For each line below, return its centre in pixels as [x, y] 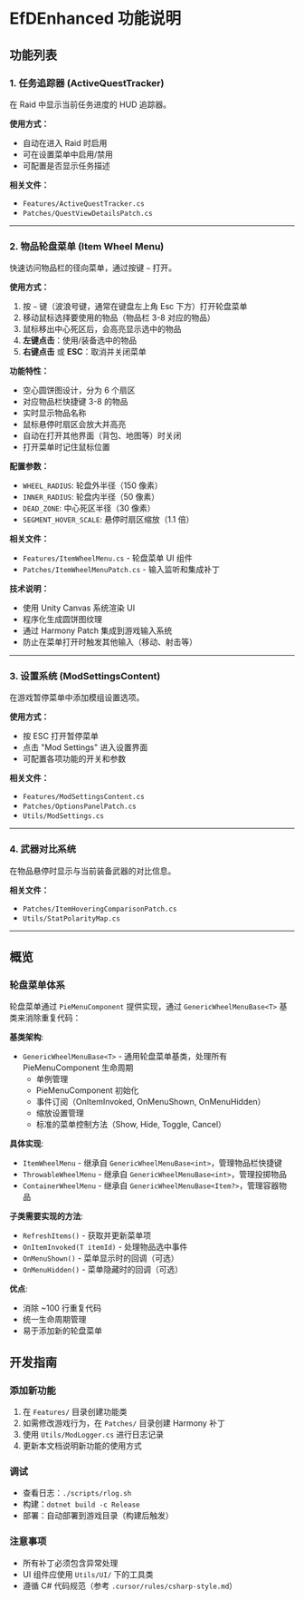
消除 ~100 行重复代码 [62, 1308]
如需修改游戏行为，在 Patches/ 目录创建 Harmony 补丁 [124, 1423]
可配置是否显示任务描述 [66, 165]
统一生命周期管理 [54, 1320]
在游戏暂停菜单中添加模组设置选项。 [77, 698]
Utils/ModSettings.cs [63, 816]
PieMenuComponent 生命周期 [78, 1068]
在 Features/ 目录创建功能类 [75, 1412]
